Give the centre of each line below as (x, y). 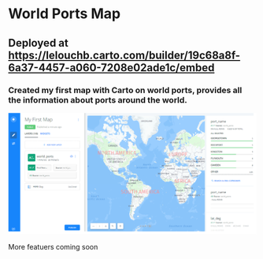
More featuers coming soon (53, 247)
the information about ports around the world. (98, 99)
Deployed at (38, 43)
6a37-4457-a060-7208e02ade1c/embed (111, 68)
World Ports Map (64, 14)
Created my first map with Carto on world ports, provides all (125, 90)
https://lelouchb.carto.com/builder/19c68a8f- (124, 55)
